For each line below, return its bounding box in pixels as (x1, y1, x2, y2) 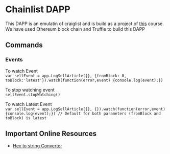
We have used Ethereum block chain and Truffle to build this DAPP (5, 26, 145, 32)
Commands (5, 41, 43, 50)
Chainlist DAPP (5, 4, 70, 15)
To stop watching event (5, 86, 55, 93)
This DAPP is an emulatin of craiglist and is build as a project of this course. (5, 20, 164, 27)
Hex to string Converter (12, 143, 62, 149)
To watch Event (5, 68, 38, 74)
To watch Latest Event (5, 101, 52, 107)
